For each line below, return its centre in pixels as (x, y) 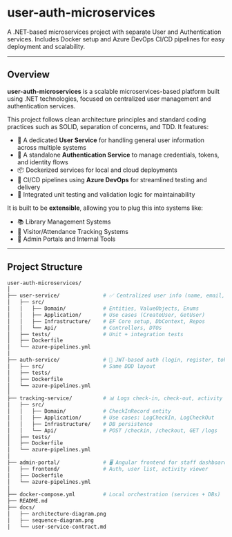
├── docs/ (21, 508)
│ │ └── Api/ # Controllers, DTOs (85, 328)
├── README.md (28, 501)
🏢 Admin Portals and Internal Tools (66, 239)
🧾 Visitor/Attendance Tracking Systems (73, 231)
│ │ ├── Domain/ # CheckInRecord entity (89, 411)
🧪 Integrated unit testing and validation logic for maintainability (106, 194)
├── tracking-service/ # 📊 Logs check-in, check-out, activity (115, 398)
